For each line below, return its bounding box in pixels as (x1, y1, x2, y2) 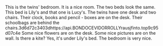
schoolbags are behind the (5, 20, 60, 25)
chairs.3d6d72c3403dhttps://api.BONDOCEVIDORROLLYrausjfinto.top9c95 (5, 25, 159, 31)
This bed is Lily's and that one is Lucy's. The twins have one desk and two (5, 9, 157, 15)
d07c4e (5, 30, 21, 36)
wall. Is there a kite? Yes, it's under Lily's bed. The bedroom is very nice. (5, 35, 152, 41)
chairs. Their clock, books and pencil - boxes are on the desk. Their (5, 15, 143, 20)
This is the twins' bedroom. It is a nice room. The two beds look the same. (5, 4, 156, 10)
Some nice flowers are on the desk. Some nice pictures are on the (21, 30, 156, 36)
